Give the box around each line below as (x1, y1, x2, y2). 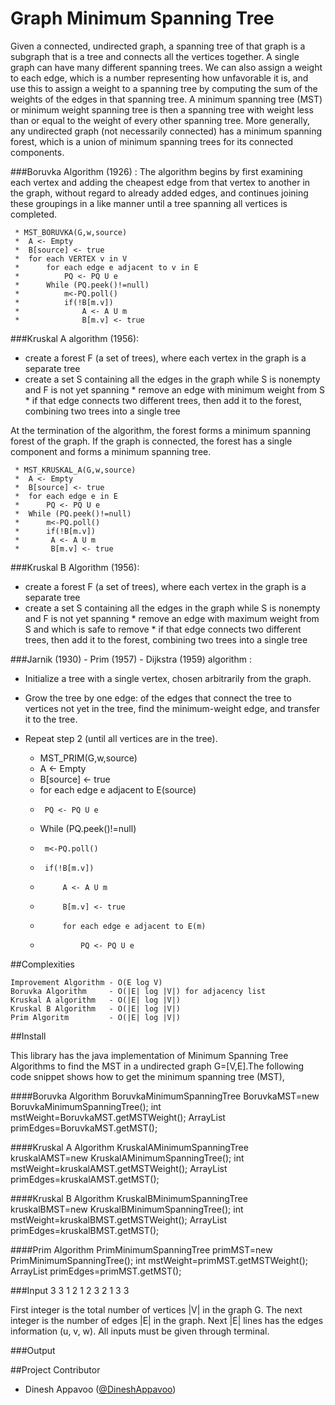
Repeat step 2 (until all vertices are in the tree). (24, 732, 218, 744)
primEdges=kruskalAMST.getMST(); (10, 1173, 160, 1185)
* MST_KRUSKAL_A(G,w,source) (14, 465, 137, 475)
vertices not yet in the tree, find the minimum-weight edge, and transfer (24, 702, 321, 714)
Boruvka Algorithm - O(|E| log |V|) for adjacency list (10, 986, 267, 996)
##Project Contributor (10, 1363, 101, 1376)
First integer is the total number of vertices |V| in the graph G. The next (10, 1303, 303, 1316)
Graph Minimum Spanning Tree (10, 7, 275, 30)
